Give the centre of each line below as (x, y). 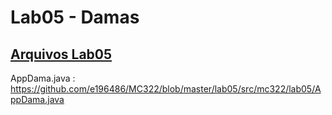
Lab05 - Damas (75, 17)
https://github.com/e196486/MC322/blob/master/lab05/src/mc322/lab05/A (166, 89)
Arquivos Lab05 (61, 54)
